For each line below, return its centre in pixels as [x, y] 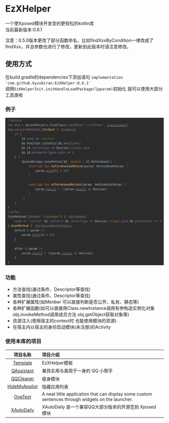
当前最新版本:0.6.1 [24, 29]
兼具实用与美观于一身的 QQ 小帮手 [77, 371]
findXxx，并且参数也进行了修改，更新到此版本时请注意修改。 [68, 46]
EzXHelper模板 [57, 363]
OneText [23, 397]
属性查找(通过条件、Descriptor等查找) [52, 295]
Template [23, 363]
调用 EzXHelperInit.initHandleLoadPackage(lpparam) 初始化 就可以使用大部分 [84, 89]
